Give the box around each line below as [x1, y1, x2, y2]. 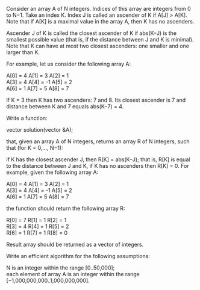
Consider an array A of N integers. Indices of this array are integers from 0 [6, 5, 191, 12]
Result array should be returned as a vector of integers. [6, 241, 144, 248]
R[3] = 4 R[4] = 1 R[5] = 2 [6, 223, 69, 230]
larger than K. [6, 49, 40, 56]
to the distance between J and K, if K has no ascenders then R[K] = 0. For [6, 162, 189, 169]
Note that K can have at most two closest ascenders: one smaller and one [6, 42, 190, 49]
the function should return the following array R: [6, 205, 125, 212]
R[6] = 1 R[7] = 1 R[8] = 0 [6, 229, 68, 236]
